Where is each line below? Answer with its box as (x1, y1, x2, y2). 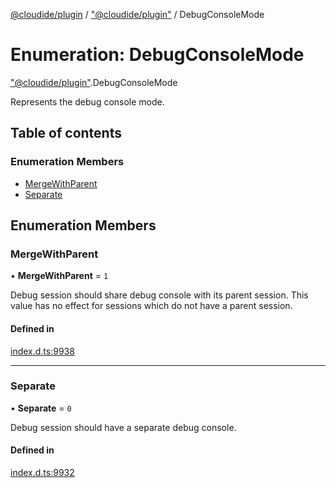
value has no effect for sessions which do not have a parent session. (10, 300, 293, 312)
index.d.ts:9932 (10, 467, 75, 479)
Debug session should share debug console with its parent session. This (10, 289, 309, 301)
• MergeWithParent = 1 (10, 270, 109, 282)
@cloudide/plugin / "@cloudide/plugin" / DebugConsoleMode (10, 9, 265, 20)
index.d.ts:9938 (10, 345, 75, 357)
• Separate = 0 (10, 402, 72, 414)
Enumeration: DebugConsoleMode (10, 44, 305, 66)
